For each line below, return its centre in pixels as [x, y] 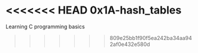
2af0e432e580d [130, 44]
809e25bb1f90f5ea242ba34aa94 [151, 38]
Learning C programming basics [45, 26]
